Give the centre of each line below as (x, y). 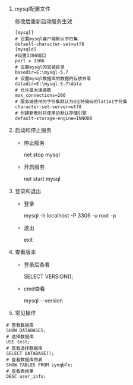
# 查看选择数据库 (24, 348)
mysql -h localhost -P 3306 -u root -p (70, 215)
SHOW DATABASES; (26, 330)
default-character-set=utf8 (49, 44)
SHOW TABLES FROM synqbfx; (39, 365)
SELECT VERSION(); (48, 276)
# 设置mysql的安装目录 (40, 67)
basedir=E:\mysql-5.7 (41, 72)
